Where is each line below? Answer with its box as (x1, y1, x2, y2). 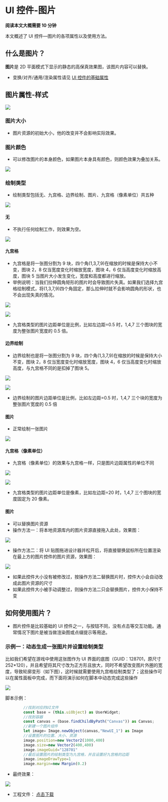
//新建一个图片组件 (23, 724, 58, 729)
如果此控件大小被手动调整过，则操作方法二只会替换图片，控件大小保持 (12, 586, 159, 592)
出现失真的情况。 (21, 291, 57, 298)
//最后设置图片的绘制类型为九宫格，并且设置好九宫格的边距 (23, 752, 130, 757)
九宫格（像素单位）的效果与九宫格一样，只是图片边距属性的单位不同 (12, 460, 154, 466)
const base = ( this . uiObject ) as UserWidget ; (23, 710, 121, 715)
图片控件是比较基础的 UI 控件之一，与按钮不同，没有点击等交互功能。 (12, 623, 157, 629)
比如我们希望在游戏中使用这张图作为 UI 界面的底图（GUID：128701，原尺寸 (5, 656, 161, 662)
